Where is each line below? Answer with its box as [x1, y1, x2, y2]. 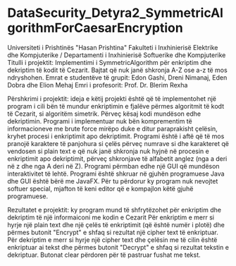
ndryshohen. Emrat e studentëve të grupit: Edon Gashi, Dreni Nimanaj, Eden [7, 73, 228, 82]
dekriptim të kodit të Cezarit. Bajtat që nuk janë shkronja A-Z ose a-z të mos [7, 66, 228, 74]
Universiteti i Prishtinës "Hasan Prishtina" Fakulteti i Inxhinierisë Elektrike [7, 43, 218, 52]
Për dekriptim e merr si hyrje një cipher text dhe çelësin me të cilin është [7, 235, 218, 244]
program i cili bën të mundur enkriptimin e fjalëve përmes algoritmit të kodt [7, 102, 224, 110]
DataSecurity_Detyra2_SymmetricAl [7, 5, 224, 21]
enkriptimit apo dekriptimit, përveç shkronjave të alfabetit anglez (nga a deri [7, 154, 228, 163]
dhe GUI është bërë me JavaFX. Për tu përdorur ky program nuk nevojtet [7, 176, 218, 185]
